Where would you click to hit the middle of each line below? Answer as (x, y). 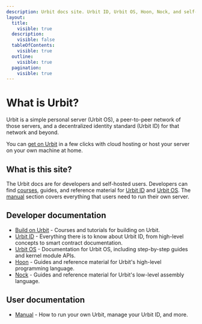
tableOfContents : (33, 46)
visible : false (36, 40)
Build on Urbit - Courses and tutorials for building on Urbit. (87, 230)
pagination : (27, 68)
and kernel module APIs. (45, 255)
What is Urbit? (43, 103)
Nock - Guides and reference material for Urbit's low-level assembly (99, 275)
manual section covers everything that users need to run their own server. (98, 197)
